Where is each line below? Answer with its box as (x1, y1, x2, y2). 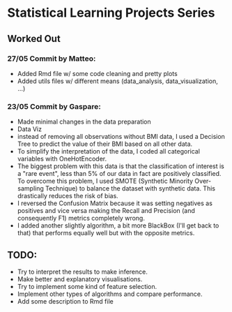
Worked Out (7, 33, 61, 45)
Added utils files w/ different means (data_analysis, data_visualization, (17, 77, 218, 85)
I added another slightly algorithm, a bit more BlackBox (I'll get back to (17, 221, 219, 230)
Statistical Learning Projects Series (7, 5, 215, 21)
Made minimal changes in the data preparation (17, 117, 151, 126)
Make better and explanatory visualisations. (17, 274, 143, 283)
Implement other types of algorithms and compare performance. (17, 290, 203, 298)
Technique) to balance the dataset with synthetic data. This (45, 184, 216, 193)
